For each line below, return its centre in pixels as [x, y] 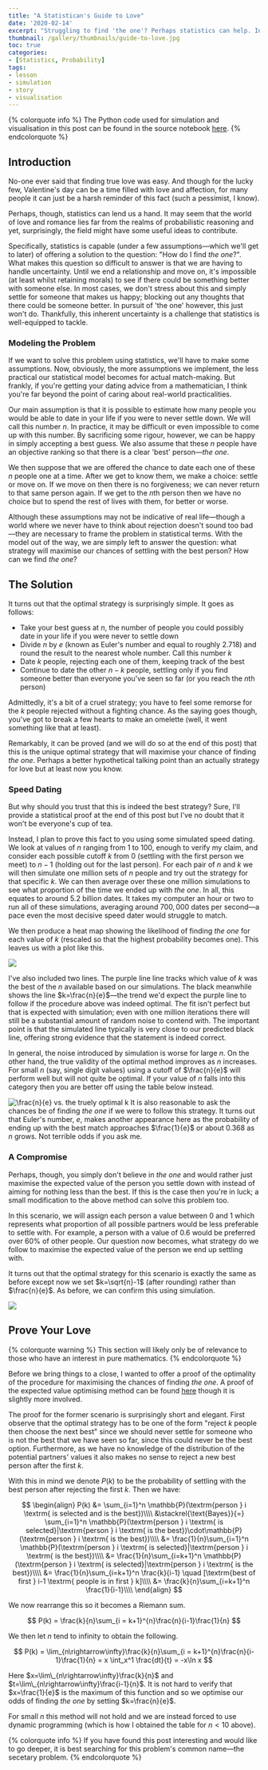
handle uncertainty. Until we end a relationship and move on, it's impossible [132, 271]
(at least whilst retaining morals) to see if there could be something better [129, 280]
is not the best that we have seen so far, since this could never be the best [130, 1440]
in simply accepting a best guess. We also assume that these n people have [133, 444]
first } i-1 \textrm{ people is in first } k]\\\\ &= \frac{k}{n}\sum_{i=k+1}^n [134, 1581]
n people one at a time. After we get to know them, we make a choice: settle [133, 476]
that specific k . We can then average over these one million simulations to [129, 882]
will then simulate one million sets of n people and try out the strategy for [128, 873]
